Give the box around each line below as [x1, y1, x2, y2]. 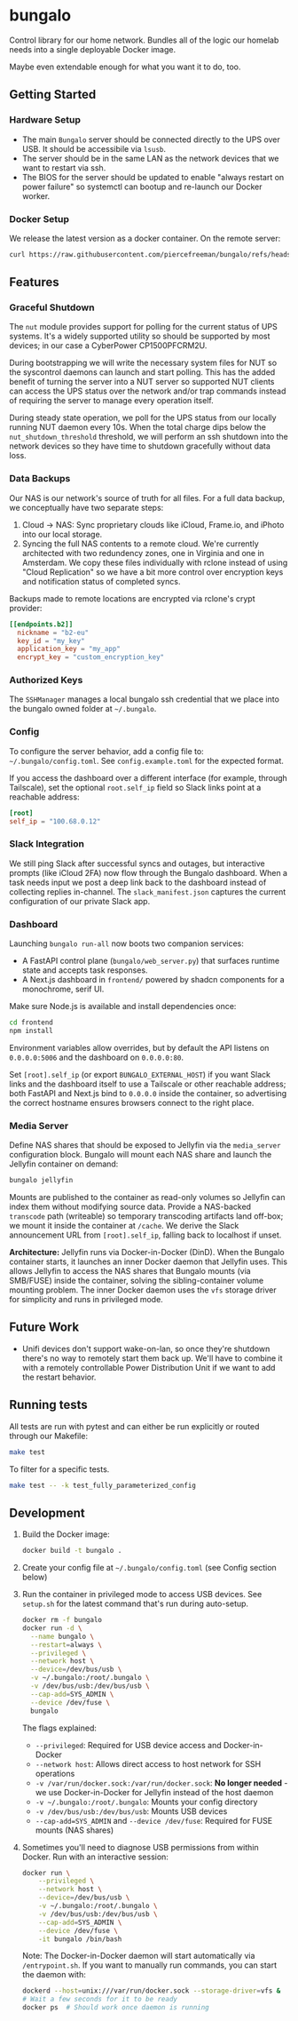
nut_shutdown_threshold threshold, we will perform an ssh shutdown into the [9, 432, 288, 442]
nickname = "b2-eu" [17, 628, 90, 637]
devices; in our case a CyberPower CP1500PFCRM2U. [9, 340, 208, 351]
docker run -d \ [21, 1623, 82, 1633]
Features [9, 275, 59, 290]
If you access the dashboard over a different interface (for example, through [9, 772, 288, 783]
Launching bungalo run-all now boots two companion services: [9, 938, 244, 949]
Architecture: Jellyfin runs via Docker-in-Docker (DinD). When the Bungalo [9, 1247, 286, 1258]
